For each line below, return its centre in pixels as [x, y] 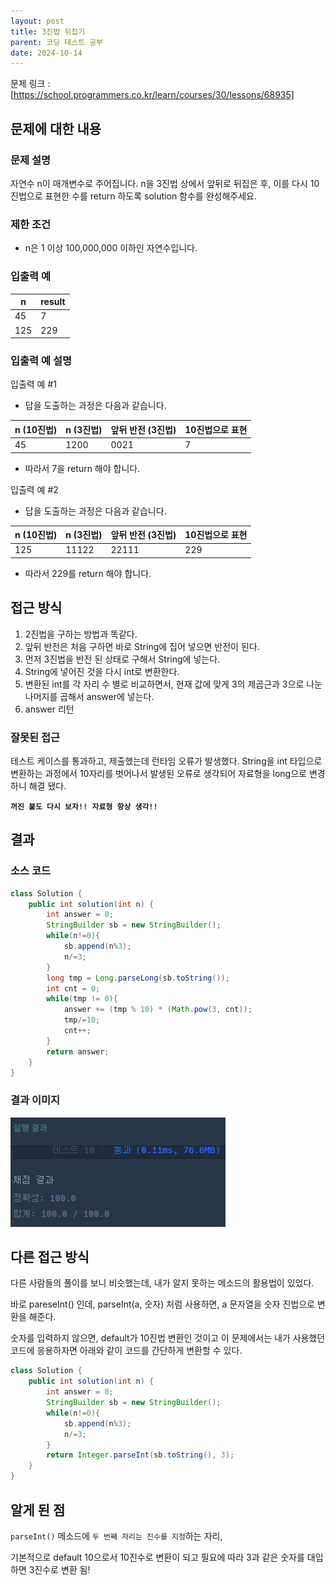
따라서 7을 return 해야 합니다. [82, 468]
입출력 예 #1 [33, 384]
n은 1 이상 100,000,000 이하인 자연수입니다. [111, 248]
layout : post [37, 21]
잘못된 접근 [35, 737]
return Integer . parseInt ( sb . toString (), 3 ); [140, 1455]
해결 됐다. [47, 786]
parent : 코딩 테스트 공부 [57, 42]
